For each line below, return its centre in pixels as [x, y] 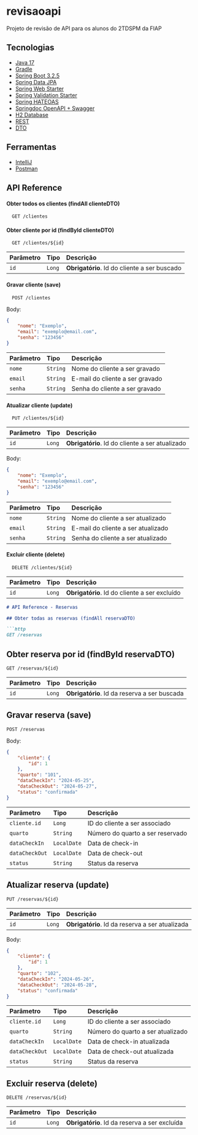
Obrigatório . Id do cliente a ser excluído [123, 593]
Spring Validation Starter [46, 95]
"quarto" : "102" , [40, 974]
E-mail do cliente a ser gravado [117, 378]
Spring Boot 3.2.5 [37, 76]
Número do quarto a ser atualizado [138, 1032]
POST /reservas [26, 729]
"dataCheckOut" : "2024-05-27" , [57, 786]
